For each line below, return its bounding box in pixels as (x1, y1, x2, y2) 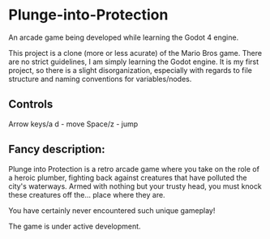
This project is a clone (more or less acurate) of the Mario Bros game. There (8, 48, 262, 58)
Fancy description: (8, 143, 105, 156)
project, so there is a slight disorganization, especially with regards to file (8, 65, 253, 75)
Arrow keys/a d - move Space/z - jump (8, 119, 139, 129)
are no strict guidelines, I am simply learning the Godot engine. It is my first (8, 57, 259, 66)
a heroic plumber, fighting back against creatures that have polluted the (8, 173, 247, 182)
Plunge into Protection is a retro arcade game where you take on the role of (8, 164, 259, 173)
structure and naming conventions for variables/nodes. (8, 74, 192, 83)
